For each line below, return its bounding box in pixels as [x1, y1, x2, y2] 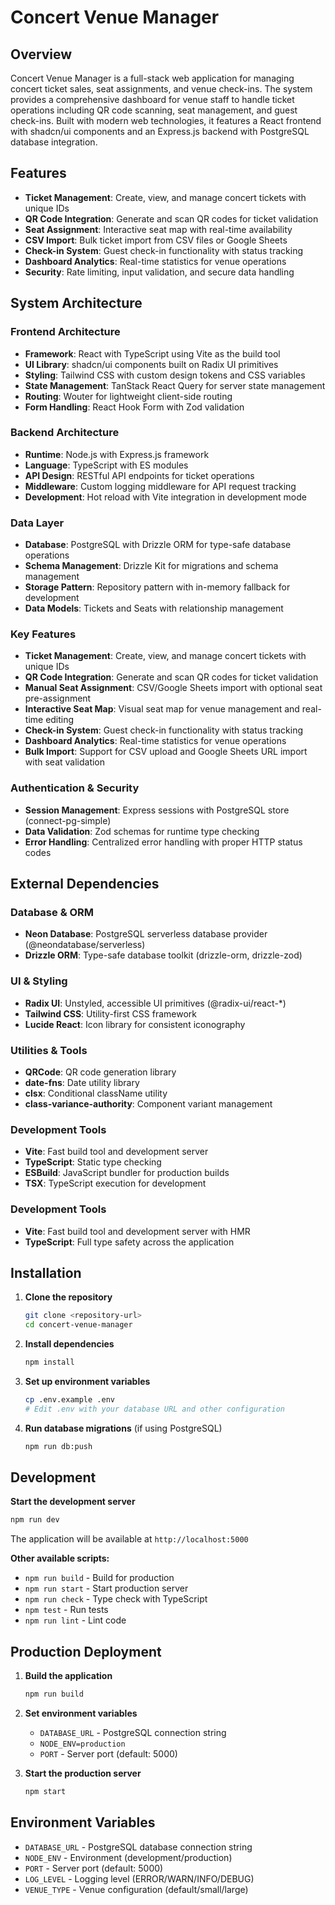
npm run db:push [24, 1441, 93, 1451]
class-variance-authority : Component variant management [24, 1097, 273, 1110]
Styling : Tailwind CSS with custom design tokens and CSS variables [24, 369, 306, 381]
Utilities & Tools [10, 1043, 88, 1057]
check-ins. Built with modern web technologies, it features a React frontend [10, 115, 322, 126]
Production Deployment [10, 1643, 162, 1660]
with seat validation [24, 756, 106, 768]
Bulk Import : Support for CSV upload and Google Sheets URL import [24, 746, 308, 758]
